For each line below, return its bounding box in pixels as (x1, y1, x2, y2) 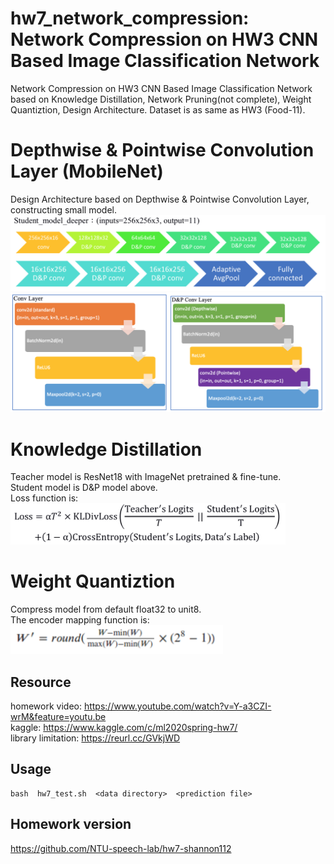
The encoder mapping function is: (10, 614, 150, 626)
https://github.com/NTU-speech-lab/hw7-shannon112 (10, 842, 232, 854)
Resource (10, 673, 72, 691)
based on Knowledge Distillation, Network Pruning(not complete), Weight (10, 93, 312, 105)
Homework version (10, 816, 132, 833)
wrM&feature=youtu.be (10, 711, 107, 722)
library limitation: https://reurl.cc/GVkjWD (10, 732, 181, 744)
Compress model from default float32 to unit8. (10, 603, 202, 616)
